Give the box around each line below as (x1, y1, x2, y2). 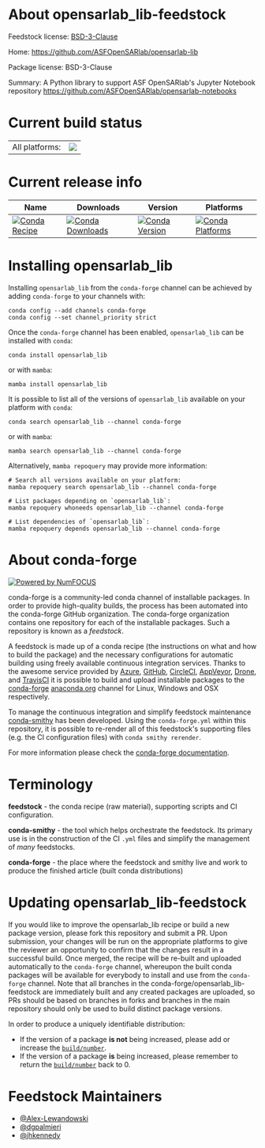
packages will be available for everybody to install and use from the (8, 970, 228, 979)
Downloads (76, 202, 121, 213)
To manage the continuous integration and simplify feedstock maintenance (8, 707, 252, 717)
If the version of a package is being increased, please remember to (19, 1051, 238, 1061)
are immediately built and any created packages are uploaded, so (42, 987, 256, 996)
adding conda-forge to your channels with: (8, 291, 146, 301)
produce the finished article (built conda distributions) (8, 866, 184, 875)
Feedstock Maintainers (8, 1087, 162, 1105)
